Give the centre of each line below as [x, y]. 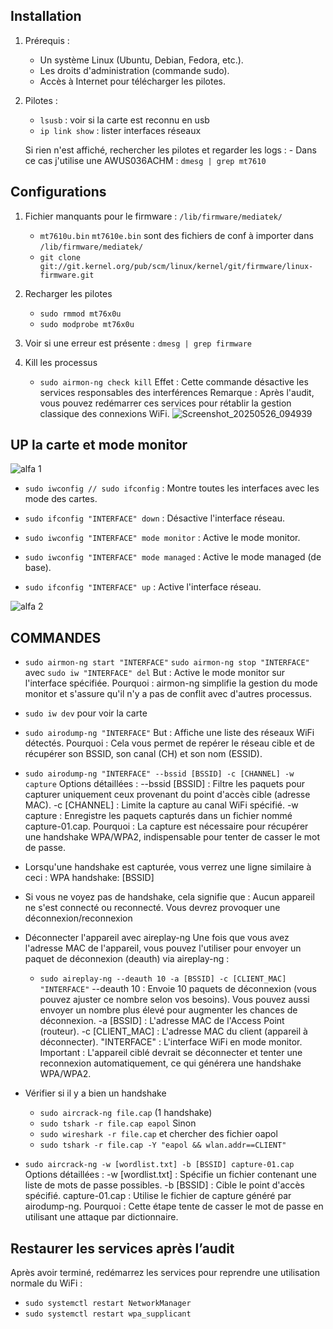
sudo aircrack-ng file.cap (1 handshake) [126, 1113]
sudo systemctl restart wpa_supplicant [108, 1314]
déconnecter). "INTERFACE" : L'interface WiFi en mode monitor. [171, 1042]
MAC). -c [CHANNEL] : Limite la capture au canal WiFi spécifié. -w [161, 805]
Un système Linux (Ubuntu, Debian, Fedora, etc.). [141, 60]
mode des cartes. [61, 499]
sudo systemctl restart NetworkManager [108, 1304]
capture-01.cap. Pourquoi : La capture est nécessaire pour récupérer [166, 826]
